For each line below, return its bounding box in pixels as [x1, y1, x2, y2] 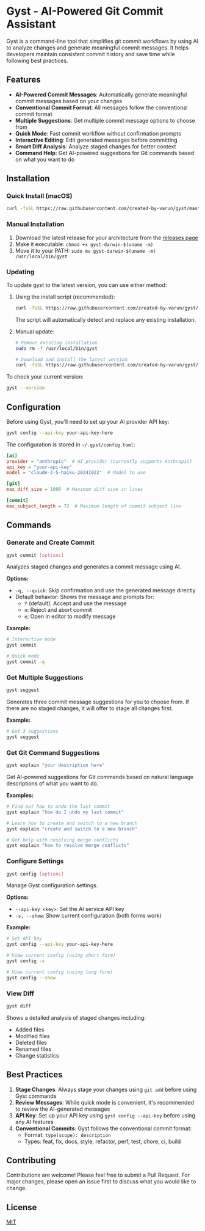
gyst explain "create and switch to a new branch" [6, 826, 138, 832]
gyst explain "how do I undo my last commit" [6, 809, 124, 815]
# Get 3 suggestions [6, 728, 59, 735]
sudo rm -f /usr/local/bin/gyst [15, 345, 98, 352]
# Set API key [6, 935, 43, 942]
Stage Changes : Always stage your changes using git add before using [15, 1086, 197, 1093]
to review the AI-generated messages [15, 1105, 110, 1113]
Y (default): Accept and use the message [24, 600, 127, 607]
